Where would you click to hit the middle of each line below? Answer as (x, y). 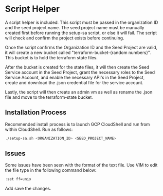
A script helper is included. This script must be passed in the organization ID (81, 22)
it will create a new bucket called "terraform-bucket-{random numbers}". (78, 53)
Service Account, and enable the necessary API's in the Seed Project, (75, 77)
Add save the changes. (28, 189)
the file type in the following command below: (51, 170)
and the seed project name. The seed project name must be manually (75, 27)
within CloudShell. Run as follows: (39, 129)
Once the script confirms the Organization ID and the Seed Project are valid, (81, 47)
